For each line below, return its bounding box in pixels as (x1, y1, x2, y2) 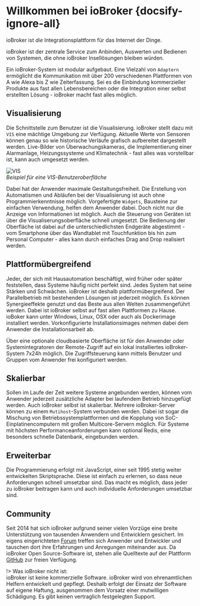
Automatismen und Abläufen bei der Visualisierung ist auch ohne (6, 191, 165, 199)
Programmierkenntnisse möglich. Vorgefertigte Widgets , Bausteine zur (6, 197, 178, 205)
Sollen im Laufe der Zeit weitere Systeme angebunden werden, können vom (6, 389, 192, 396)
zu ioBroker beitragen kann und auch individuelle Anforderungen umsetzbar (6, 485, 192, 492)
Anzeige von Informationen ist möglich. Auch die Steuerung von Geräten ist (6, 210, 191, 218)
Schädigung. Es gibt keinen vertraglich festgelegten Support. (6, 593, 156, 600)
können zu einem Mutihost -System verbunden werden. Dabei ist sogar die (6, 408, 189, 415)
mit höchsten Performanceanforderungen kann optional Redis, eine (6, 427, 171, 434)
